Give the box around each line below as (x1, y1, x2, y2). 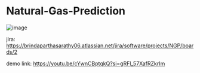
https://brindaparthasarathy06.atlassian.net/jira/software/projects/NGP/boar (6, 42, 194, 49)
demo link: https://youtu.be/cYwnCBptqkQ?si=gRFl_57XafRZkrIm (6, 60, 165, 67)
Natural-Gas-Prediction (6, 4, 125, 18)
